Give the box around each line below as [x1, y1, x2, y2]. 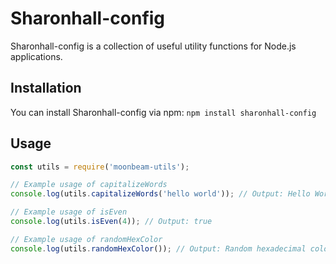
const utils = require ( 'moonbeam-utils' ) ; [10, 162, 190, 172]
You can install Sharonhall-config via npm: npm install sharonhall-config [10, 106, 317, 118]
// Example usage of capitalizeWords [10, 180, 168, 190]
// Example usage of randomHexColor [10, 234, 163, 244]
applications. [10, 50, 63, 62]
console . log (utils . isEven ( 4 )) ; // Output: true [10, 217, 213, 227]
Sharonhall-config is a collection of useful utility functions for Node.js [10, 40, 297, 52]
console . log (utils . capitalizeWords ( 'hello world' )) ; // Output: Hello [10, 189, 311, 199]
